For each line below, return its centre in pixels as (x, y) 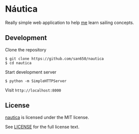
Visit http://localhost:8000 (33, 90)
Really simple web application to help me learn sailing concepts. (70, 22)
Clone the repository (26, 49)
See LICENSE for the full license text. (42, 127)
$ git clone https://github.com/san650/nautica (55, 59)
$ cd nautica (18, 63)
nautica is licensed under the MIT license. (47, 117)
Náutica (21, 9)
